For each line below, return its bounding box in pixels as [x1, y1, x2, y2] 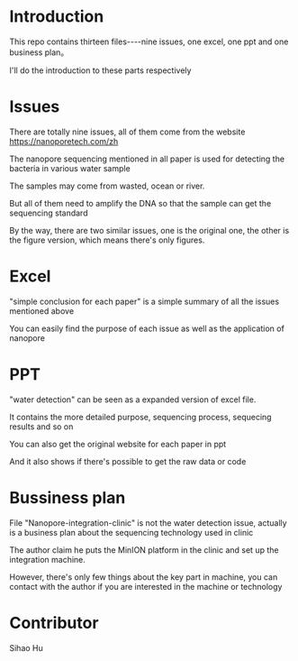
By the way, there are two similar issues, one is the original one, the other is [9, 225, 290, 235]
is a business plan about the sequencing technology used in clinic [9, 527, 254, 537]
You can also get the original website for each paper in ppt [9, 438, 227, 449]
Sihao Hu [9, 642, 43, 653]
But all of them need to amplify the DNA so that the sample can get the [9, 197, 272, 208]
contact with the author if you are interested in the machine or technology [9, 581, 283, 592]
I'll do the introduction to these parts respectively [9, 65, 192, 76]
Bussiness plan [9, 487, 126, 508]
